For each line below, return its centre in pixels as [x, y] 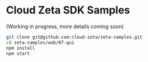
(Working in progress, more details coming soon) [65, 26]
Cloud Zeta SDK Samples [68, 10]
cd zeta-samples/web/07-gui [40, 42]
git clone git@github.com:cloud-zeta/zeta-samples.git [74, 37]
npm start [18, 53]
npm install [20, 48]
